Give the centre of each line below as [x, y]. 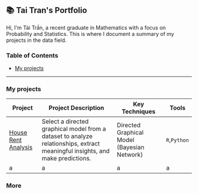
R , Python [177, 140]
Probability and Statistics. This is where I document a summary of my [90, 34]
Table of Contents [32, 55]
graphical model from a [74, 129]
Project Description [76, 108]
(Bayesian [131, 147]
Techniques [139, 111]
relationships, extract [71, 144]
